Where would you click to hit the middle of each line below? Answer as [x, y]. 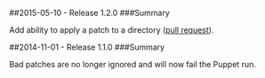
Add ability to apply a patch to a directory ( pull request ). [112, 30]
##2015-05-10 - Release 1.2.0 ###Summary [90, 13]
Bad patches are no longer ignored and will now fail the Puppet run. [132, 64]
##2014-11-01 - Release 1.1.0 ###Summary [87, 47]
